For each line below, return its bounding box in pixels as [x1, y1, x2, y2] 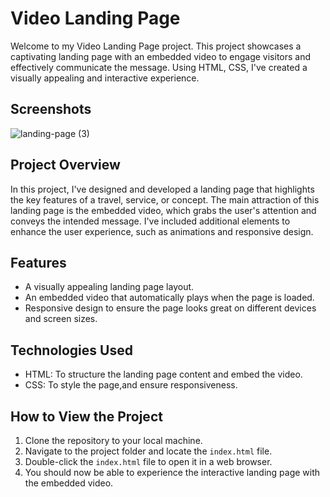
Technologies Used [10, 342, 133, 359]
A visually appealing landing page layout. [24, 281, 195, 293]
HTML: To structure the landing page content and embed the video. [24, 368, 303, 381]
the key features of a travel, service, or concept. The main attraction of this [10, 193, 320, 206]
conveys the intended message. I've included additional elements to [10, 215, 291, 227]
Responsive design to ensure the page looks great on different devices [24, 302, 317, 314]
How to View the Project [10, 408, 163, 425]
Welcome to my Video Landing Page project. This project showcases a [10, 40, 302, 52]
